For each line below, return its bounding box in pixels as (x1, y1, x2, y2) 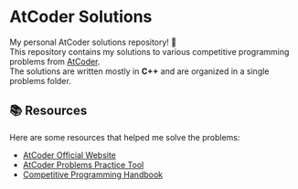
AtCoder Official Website (22, 149, 117, 161)
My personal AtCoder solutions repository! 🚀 (9, 37, 177, 47)
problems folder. (9, 75, 71, 86)
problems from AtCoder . (9, 56, 101, 67)
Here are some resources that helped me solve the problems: (9, 131, 240, 142)
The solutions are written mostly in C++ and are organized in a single (9, 66, 270, 77)
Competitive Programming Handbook (22, 169, 164, 180)
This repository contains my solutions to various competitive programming (9, 46, 290, 57)
